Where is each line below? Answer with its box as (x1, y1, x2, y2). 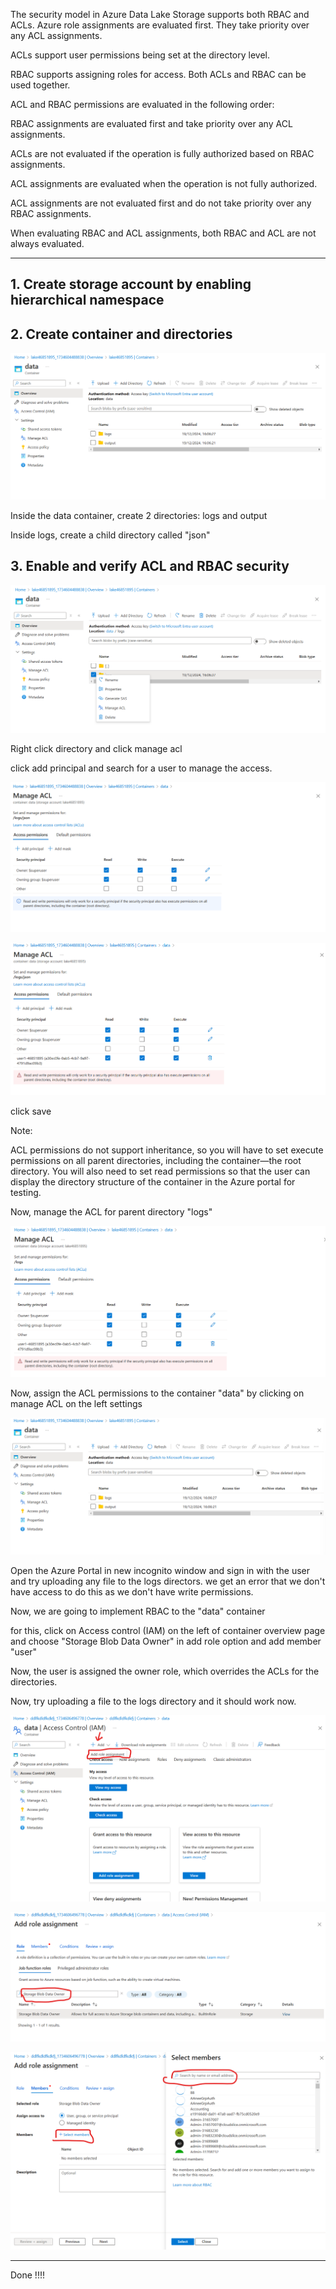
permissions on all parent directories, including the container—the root (10, 1155, 302, 1167)
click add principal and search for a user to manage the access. (10, 762, 273, 774)
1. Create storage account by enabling (10, 276, 252, 293)
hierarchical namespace (10, 292, 165, 309)
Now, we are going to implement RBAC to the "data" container (10, 1605, 266, 1618)
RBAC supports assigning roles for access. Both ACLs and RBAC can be (10, 69, 307, 80)
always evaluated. (10, 238, 85, 249)
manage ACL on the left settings (10, 1397, 143, 1409)
